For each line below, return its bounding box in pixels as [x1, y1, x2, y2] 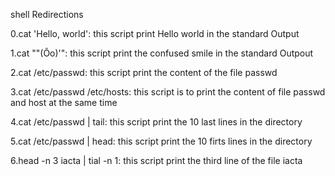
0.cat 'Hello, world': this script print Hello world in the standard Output [10, 28, 300, 39]
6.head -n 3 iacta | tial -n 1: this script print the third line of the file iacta [10, 155, 303, 166]
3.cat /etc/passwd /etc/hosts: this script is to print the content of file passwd [10, 86, 326, 98]
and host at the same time [10, 97, 118, 108]
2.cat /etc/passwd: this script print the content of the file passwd [10, 67, 278, 78]
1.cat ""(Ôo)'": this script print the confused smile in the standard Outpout [10, 47, 314, 59]
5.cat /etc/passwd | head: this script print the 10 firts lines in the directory [10, 135, 313, 147]
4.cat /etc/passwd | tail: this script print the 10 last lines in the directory [10, 116, 303, 128]
